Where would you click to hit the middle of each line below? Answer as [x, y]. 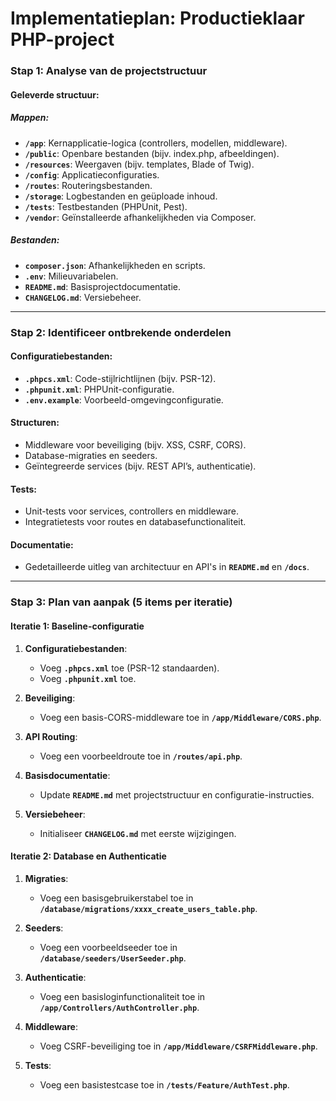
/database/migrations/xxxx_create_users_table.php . [148, 908]
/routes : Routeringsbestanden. [88, 185]
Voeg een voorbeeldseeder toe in [108, 947]
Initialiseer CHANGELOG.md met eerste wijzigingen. [138, 833]
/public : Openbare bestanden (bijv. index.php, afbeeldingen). [152, 153]
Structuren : [35, 423]
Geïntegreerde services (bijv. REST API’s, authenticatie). [140, 466]
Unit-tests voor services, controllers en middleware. [132, 511]
